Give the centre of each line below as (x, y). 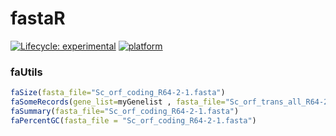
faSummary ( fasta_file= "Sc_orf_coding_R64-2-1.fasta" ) (125, 111)
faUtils (26, 72)
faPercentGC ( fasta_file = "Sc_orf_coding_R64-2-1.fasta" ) (133, 120)
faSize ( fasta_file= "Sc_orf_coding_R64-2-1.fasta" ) (118, 93)
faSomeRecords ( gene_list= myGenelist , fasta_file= (118, 102)
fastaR (38, 18)
